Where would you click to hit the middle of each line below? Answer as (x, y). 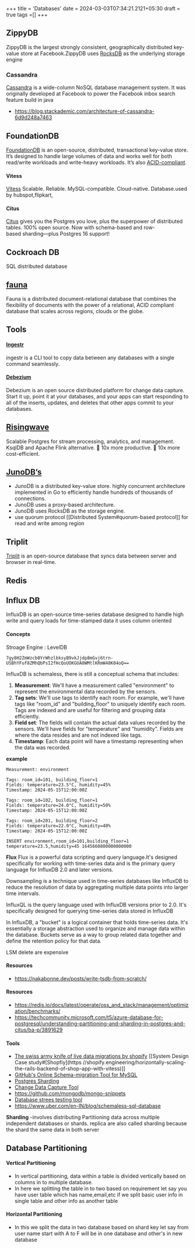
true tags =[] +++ (27, 15)
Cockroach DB (33, 252)
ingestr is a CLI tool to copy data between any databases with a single (90, 357)
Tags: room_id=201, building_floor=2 (52, 821)
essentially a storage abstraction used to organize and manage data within (95, 928)
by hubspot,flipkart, (30, 195)
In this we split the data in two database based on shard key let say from (101, 1227)
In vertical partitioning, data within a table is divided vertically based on (100, 1176)
